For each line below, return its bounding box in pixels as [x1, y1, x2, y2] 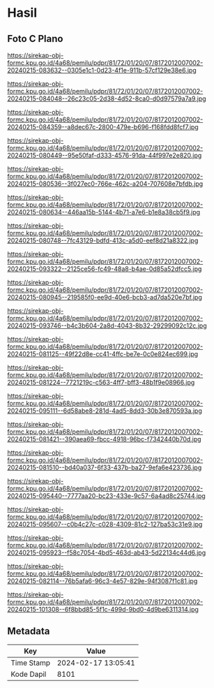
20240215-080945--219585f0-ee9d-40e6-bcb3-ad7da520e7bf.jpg [7, 293, 202, 301]
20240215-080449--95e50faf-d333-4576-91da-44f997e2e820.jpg [7, 152, 202, 159]
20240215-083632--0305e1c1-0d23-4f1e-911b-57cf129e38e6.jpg [7, 66, 197, 74]
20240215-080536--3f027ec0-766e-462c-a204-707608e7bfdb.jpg [7, 180, 204, 188]
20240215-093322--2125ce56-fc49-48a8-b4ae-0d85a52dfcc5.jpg [7, 265, 202, 273]
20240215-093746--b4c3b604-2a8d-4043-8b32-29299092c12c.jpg [7, 321, 207, 330]
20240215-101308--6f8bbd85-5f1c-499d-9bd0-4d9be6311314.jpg [7, 606, 199, 613]
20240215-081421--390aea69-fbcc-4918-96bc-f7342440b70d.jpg [7, 435, 201, 443]
